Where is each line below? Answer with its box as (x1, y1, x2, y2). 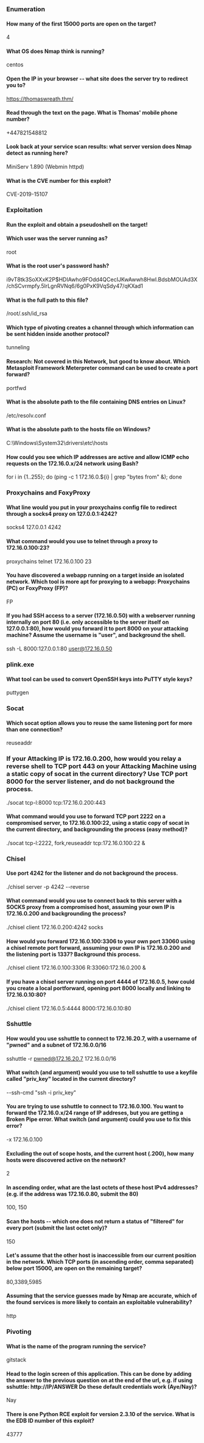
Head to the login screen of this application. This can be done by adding (6, 1370, 192, 1377)
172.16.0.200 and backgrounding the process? (6, 910, 127, 917)
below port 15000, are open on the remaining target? (6, 1264, 142, 1272)
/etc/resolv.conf (6, 412, 47, 419)
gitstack (6, 1356, 27, 1364)
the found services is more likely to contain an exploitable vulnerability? (6, 1299, 192, 1306)
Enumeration (6, 5, 46, 13)
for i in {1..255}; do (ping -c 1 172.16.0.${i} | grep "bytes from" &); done (6, 473, 183, 480)
